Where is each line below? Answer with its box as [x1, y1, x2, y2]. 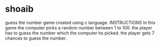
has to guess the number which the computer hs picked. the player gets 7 [5, 30, 155, 36]
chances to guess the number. [5, 35, 67, 41]
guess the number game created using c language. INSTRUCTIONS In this [5, 20, 156, 25]
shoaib [5, 3, 34, 15]
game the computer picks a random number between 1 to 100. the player [5, 24, 153, 30]
